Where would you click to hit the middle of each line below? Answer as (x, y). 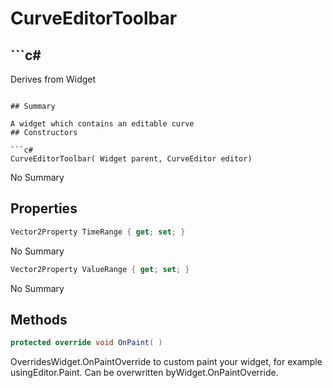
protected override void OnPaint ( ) (86, 343)
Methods (39, 319)
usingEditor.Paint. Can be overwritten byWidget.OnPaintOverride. (144, 373)
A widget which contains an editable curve (102, 124)
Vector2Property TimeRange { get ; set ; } (98, 232)
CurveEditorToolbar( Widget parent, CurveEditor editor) (131, 159)
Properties (44, 208)
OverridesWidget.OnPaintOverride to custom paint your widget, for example (166, 362)
